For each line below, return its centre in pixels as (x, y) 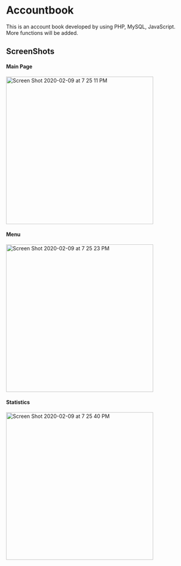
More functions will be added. (42, 32)
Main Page (19, 66)
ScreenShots (30, 52)
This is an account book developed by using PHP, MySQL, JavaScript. (91, 27)
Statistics (18, 403)
